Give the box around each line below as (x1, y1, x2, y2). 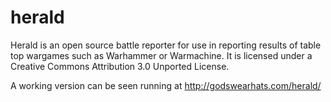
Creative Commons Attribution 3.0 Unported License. (10, 60, 230, 72)
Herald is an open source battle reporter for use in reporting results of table (10, 39, 322, 51)
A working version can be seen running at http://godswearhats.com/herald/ (10, 79, 322, 91)
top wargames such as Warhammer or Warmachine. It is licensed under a (10, 49, 313, 61)
